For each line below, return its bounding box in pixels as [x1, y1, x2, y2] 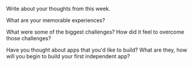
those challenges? [6, 35, 52, 41]
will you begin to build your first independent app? [6, 53, 130, 59]
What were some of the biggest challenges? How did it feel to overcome [6, 28, 185, 35]
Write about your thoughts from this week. [6, 5, 111, 12]
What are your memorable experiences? [6, 17, 105, 23]
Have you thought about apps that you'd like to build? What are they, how [6, 46, 188, 53]
